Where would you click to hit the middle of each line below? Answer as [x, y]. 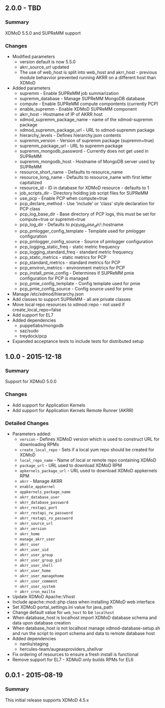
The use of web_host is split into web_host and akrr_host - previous [88, 72]
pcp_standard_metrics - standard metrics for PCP [70, 262]
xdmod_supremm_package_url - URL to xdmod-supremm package [87, 130]
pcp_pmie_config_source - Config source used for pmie [76, 289]
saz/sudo [29, 331]
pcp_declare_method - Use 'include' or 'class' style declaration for [87, 203]
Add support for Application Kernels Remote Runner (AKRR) [73, 410]
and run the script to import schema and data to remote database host [83, 633]
